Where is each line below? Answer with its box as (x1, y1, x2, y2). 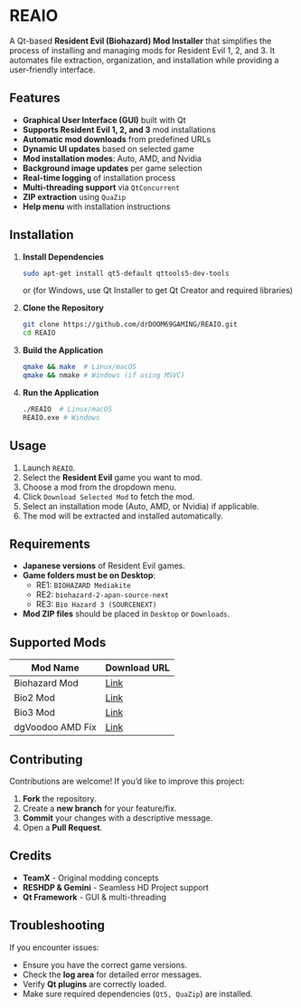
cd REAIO (22, 328, 56, 338)
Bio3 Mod (14, 707, 56, 719)
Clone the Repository (22, 302, 104, 313)
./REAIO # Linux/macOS (22, 404, 113, 414)
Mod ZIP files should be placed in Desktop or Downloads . (22, 608, 230, 620)
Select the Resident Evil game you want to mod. (22, 471, 202, 482)
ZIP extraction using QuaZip (22, 191, 127, 202)
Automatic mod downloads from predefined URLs (22, 133, 212, 145)
